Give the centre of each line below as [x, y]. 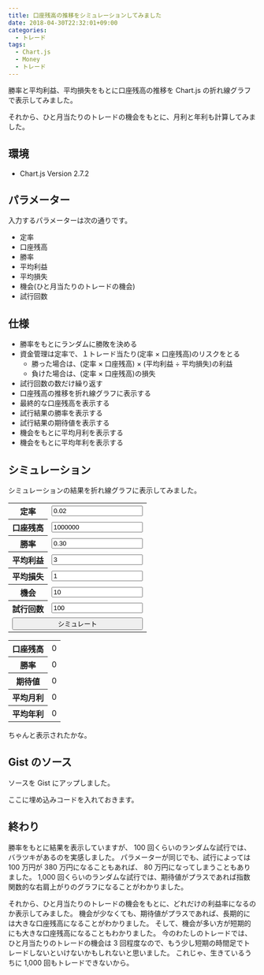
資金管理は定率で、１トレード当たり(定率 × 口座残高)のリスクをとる [130, 354]
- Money [28, 60]
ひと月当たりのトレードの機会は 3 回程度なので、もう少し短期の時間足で [126, 943]
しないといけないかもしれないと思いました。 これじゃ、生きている [137, 953]
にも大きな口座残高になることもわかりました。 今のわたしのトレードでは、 [130, 933]
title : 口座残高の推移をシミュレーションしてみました [85, 15]
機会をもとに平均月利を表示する [71, 433]
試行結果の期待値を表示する [65, 423]
